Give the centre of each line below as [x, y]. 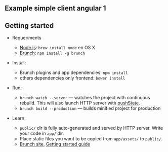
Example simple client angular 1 [55, 8]
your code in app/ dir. [42, 133]
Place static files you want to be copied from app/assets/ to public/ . [91, 139]
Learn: [19, 118]
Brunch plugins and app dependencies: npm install [74, 72]
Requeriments [27, 38]
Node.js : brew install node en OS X [57, 48]
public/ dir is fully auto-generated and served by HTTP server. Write [91, 128]
